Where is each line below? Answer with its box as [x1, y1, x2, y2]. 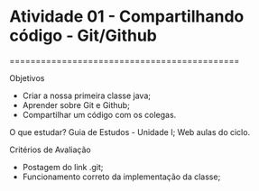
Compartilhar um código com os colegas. [22, 109, 177, 120]
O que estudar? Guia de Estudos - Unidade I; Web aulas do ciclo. [9, 126, 251, 137]
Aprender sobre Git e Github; [22, 99, 131, 110]
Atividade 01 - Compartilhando [9, 6, 245, 27]
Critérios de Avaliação [9, 144, 92, 155]
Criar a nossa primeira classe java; [22, 90, 152, 101]
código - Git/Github [9, 25, 158, 46]
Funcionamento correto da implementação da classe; [22, 171, 221, 182]
